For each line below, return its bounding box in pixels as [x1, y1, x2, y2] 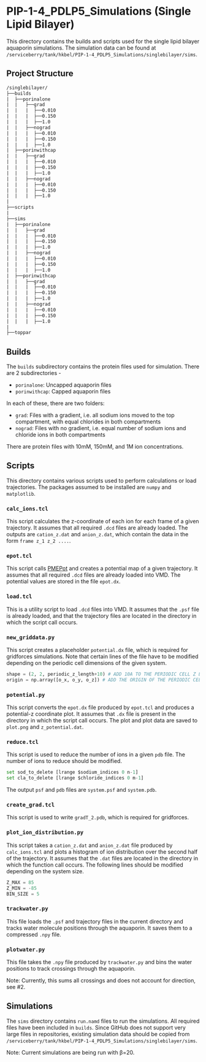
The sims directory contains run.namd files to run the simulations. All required [6, 1017, 200, 1025]
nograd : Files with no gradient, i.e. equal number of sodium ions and [15, 425, 186, 432]
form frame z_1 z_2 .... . [6, 537, 71, 545]
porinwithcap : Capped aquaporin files [15, 388, 111, 395]
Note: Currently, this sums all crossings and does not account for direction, [6, 976, 196, 984]
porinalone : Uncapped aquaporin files [15, 381, 112, 389]
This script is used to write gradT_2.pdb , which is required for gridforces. [6, 814, 189, 821]
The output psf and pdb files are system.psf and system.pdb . [6, 786, 157, 794]
